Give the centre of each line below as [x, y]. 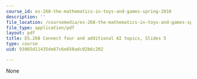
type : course [22, 44]
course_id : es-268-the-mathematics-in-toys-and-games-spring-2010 [89, 11]
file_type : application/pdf [40, 28]
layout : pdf [21, 33]
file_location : [25, 22]
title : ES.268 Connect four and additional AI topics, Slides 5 [86, 38]
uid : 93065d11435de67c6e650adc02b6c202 [55, 49]
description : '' [26, 17]
